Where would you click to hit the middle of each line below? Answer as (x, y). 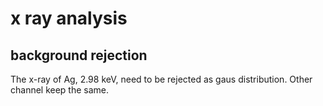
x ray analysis (69, 18)
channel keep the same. (60, 90)
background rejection (79, 55)
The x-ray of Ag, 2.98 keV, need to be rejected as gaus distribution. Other (161, 79)
